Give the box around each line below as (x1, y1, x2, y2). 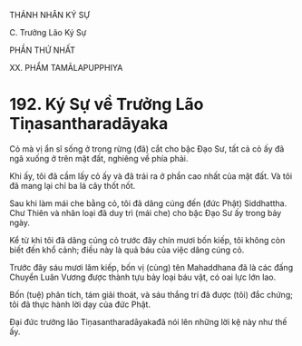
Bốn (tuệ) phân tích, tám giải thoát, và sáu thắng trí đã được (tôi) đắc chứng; (9, 289, 293, 300)
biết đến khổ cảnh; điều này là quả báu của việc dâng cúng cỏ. (9, 244, 245, 255)
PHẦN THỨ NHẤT (9, 44, 75, 55)
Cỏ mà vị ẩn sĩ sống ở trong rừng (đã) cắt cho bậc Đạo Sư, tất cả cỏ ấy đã (9, 143, 285, 154)
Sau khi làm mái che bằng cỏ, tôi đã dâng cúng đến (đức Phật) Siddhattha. (9, 197, 287, 209)
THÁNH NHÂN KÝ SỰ (9, 10, 91, 20)
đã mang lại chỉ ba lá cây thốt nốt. (9, 180, 136, 191)
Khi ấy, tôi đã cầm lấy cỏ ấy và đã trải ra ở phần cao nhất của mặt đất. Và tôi (9, 170, 293, 182)
